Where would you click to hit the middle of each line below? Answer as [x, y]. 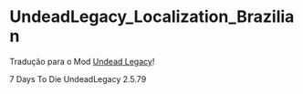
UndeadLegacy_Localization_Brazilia [152, 17]
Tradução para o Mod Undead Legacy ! [82, 61]
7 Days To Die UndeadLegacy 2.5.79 [78, 78]
